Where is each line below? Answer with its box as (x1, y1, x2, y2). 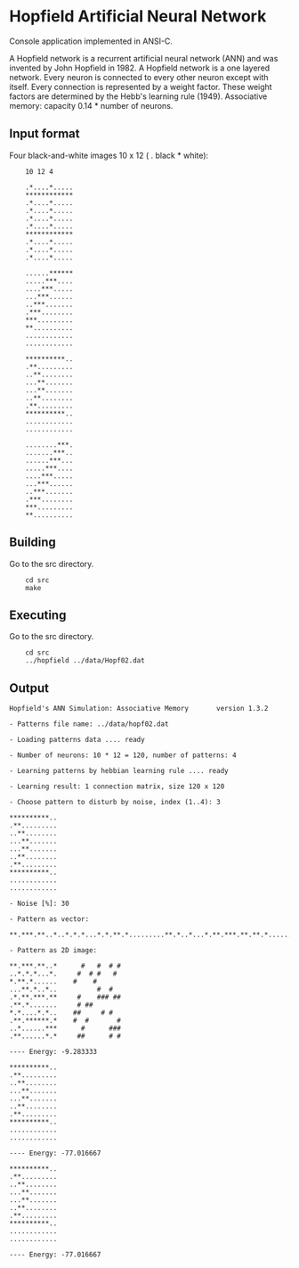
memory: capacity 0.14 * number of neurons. (9, 100, 174, 111)
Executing (9, 607, 67, 622)
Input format (9, 127, 80, 142)
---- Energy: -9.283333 (9, 1048, 98, 1057)
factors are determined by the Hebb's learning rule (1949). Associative (9, 91, 268, 102)
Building (9, 535, 56, 550)
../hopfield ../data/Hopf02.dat (25, 656, 145, 665)
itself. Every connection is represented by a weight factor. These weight (9, 81, 273, 92)
